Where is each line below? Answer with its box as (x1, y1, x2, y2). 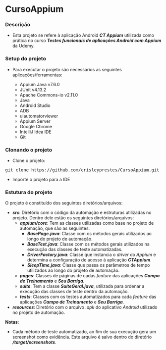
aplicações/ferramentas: (12, 72, 63, 78)
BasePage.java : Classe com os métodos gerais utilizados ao (27, 231, 152, 237)
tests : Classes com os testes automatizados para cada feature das (19, 294, 157, 300)
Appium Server (19, 118, 51, 124)
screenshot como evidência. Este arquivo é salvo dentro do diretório (12, 334, 152, 340)
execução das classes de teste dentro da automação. (19, 289, 129, 295)
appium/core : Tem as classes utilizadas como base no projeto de (19, 220, 154, 226)
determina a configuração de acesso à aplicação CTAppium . (27, 257, 152, 263)
